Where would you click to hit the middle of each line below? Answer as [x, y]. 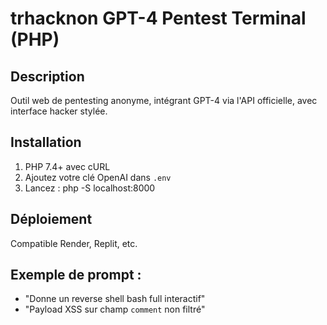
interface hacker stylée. [59, 111]
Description [47, 76]
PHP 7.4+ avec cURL [67, 166]
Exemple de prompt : [76, 275]
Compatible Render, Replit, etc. [74, 243]
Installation [46, 142]
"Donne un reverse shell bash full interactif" [115, 299]
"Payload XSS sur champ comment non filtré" [115, 309]
